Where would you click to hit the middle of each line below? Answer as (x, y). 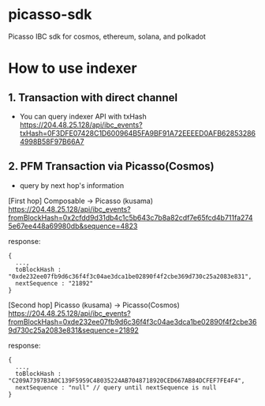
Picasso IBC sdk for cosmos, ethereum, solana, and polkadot (107, 36)
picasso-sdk (50, 15)
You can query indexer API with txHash (83, 116)
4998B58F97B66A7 (52, 141)
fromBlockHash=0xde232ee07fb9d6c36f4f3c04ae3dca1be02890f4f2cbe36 (132, 321)
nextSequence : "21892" (54, 283)
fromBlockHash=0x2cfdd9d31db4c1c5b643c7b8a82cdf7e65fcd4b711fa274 (131, 217)
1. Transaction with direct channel (93, 98)
